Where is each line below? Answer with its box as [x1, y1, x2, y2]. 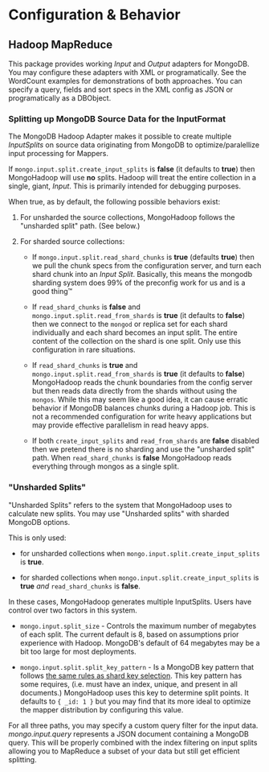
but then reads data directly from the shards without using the [31, 386, 238, 396]
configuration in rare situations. [31, 345, 136, 355]
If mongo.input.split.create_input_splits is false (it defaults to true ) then [8, 164, 255, 174]
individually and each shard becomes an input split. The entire [31, 328, 238, 337]
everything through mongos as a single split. [31, 461, 179, 472]
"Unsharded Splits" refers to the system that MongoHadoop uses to [8, 500, 233, 510]
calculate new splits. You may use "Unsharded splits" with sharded [8, 509, 230, 518]
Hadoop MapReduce [8, 38, 113, 52]
